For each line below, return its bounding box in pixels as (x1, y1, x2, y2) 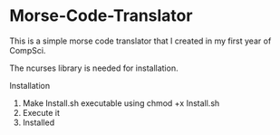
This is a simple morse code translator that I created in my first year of (9, 35, 272, 46)
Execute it (22, 107, 61, 118)
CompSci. (9, 44, 46, 55)
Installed (22, 117, 55, 128)
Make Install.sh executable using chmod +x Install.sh (22, 97, 220, 109)
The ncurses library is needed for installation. (9, 63, 179, 73)
